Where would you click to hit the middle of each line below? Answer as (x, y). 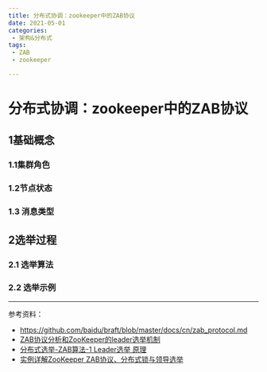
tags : (17, 45)
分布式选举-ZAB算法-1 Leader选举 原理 (83, 349)
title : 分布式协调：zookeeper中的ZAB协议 (72, 15)
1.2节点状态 (31, 188)
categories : (28, 30)
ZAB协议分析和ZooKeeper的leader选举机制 (90, 339)
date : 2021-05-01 (37, 23)
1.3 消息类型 (31, 211)
